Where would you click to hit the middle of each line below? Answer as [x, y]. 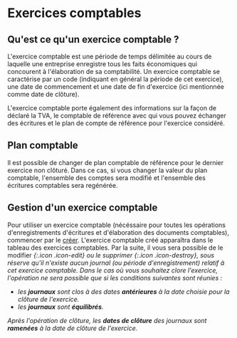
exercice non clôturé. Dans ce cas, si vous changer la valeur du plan [107, 170]
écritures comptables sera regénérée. [63, 185]
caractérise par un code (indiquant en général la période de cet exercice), [116, 79]
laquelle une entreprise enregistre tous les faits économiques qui [102, 64]
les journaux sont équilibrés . [60, 307]
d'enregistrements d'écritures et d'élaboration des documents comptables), [118, 232]
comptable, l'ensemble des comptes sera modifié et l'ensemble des [107, 178]
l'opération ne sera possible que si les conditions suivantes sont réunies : [115, 278]
